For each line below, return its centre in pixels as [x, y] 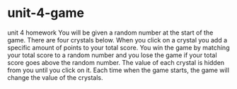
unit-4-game [46, 13]
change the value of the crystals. [56, 77]
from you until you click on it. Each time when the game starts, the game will [118, 70]
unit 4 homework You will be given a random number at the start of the [110, 32]
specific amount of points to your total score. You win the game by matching [118, 47]
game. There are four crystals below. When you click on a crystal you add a [117, 40]
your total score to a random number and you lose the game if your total [112, 55]
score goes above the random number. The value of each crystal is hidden [116, 62]
